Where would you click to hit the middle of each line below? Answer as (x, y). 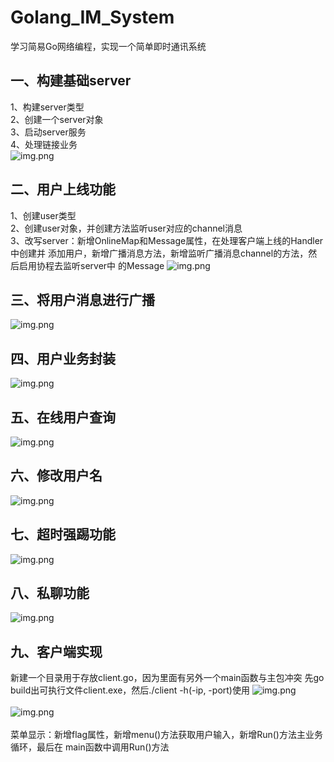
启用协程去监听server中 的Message (91, 265)
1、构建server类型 (47, 107)
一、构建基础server (71, 81)
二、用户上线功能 (63, 189)
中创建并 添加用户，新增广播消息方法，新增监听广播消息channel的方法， (159, 253)
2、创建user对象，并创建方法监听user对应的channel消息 (126, 228)
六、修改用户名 (56, 476)
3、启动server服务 (48, 132)
